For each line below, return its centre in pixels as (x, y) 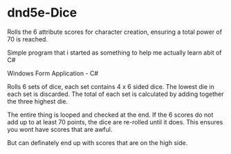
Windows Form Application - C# (53, 73)
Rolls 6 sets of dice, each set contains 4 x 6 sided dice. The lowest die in (111, 86)
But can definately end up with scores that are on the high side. (98, 142)
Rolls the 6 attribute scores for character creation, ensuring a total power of (115, 32)
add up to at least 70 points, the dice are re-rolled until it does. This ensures (115, 122)
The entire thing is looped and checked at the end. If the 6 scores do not (110, 115)
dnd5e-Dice (42, 13)
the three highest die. (37, 101)
